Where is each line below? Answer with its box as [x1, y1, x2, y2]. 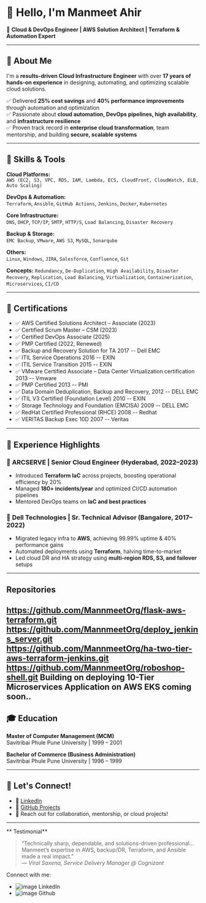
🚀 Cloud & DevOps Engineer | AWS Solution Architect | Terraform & [6, 26, 180, 33]
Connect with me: [6, 871, 51, 878]
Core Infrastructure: [6, 211, 59, 219]
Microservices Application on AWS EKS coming [6, 682, 192, 692]
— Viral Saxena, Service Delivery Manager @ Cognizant [21, 859, 164, 866]
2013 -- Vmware [15, 375, 57, 382]
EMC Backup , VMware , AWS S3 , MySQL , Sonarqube [6, 236, 118, 244]
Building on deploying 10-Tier [39, 672, 154, 683]
